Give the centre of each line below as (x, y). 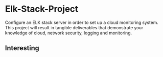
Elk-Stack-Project (42, 9)
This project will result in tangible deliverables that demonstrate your (74, 27)
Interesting (22, 48)
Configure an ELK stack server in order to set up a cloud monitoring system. (82, 22)
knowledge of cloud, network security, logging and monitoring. (69, 33)
